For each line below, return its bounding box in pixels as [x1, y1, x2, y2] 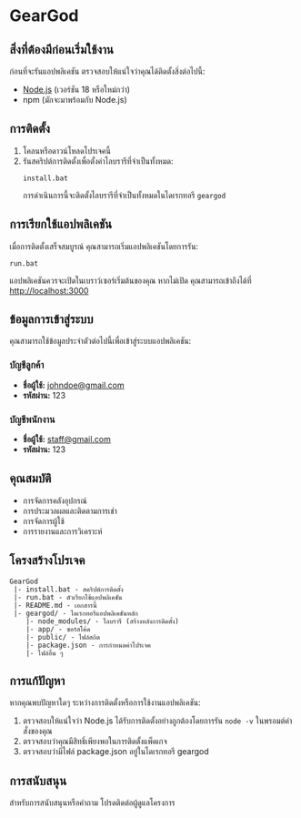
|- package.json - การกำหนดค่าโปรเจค [25, 641, 152, 650]
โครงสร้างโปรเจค [9, 552, 85, 569]
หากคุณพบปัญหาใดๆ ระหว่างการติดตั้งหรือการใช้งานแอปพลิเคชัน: [9, 697, 202, 708]
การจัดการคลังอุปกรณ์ [22, 495, 88, 506]
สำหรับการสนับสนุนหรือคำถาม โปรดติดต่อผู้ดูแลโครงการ [9, 797, 176, 808]
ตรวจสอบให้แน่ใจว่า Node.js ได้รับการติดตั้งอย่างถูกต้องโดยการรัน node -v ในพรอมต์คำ [22, 715, 293, 726]
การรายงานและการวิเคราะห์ [22, 525, 103, 537]
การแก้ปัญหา [9, 673, 65, 689]
